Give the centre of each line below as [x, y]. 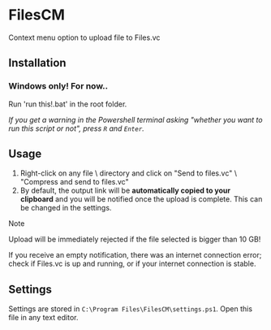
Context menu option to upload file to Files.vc [84, 37]
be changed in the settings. [66, 208]
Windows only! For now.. [58, 86]
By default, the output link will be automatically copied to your [125, 191]
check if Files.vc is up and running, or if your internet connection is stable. [132, 264]
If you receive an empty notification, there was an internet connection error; [135, 255]
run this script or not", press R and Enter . [76, 128]
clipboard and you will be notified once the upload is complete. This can [141, 199]
